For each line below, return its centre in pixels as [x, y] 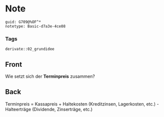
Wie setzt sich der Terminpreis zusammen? [50, 76]
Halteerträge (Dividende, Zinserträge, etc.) [49, 109]
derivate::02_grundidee [30, 49]
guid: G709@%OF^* [23, 22]
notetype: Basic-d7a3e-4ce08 [35, 26]
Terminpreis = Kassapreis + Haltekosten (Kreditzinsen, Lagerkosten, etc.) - [82, 104]
